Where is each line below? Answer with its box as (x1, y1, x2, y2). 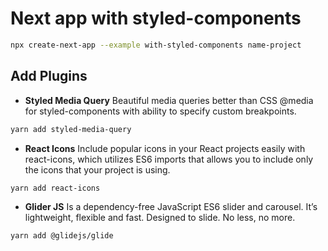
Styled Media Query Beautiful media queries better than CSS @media (24, 94, 314, 106)
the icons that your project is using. (24, 163, 171, 176)
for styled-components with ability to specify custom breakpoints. (24, 105, 297, 117)
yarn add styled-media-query (10, 124, 132, 134)
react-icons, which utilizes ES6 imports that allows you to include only (24, 153, 314, 165)
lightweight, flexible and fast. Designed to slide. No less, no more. (24, 212, 296, 224)
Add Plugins (10, 68, 88, 85)
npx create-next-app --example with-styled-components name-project (10, 40, 302, 50)
